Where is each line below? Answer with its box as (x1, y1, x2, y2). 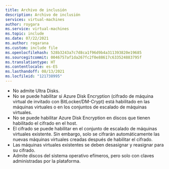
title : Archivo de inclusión (5, 7, 67, 13)
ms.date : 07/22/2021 (5, 36, 49, 41)
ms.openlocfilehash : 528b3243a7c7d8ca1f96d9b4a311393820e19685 (5, 50, 142, 55)
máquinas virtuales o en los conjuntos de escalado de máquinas (12, 104, 147, 110)
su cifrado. (12, 147, 36, 153)
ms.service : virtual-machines (5, 26, 70, 32)
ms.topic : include (5, 31, 44, 36)
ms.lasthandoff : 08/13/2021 (5, 69, 65, 74)
